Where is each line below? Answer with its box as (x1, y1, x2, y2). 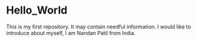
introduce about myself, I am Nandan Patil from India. (6, 29, 136, 36)
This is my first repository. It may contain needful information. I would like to (6, 23, 191, 30)
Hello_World (6, 4, 68, 17)
